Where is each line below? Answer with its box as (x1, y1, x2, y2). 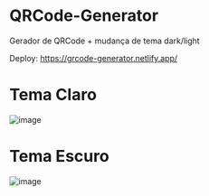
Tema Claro (9, 85, 98, 105)
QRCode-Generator (9, 5, 159, 26)
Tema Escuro (9, 146, 110, 167)
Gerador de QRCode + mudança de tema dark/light (9, 35, 201, 46)
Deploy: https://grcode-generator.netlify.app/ (9, 52, 178, 63)
